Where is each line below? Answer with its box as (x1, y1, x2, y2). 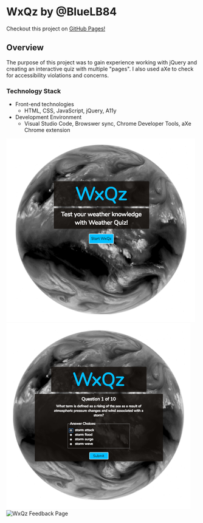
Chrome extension (24, 126, 71, 134)
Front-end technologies (15, 101, 74, 108)
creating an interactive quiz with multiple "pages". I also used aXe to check (6, 65, 194, 72)
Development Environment (15, 114, 82, 121)
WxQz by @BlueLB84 (6, 5, 117, 19)
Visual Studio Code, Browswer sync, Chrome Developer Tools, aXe (24, 120, 191, 128)
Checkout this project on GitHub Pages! (6, 25, 106, 32)
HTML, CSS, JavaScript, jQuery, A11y (24, 107, 117, 114)
